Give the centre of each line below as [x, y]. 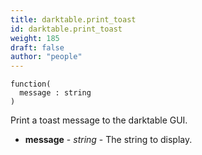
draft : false [37, 47]
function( [31, 84]
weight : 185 [35, 38]
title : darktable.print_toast [73, 19]
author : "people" [46, 57]
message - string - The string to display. [108, 140]
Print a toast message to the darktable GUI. [99, 120]
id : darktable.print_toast [66, 29]
